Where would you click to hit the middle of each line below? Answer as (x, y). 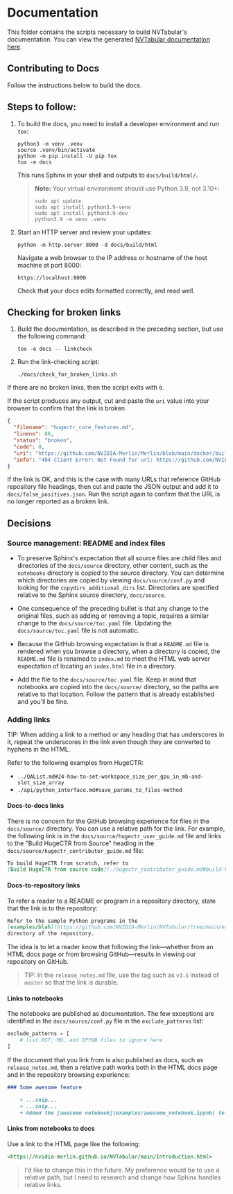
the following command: (52, 336)
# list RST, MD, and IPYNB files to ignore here (91, 1040)
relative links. (43, 1184)
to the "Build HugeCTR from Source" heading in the (81, 843)
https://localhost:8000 (52, 278)
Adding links (29, 719)
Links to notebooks (35, 998)
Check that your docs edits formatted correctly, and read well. (106, 291)
